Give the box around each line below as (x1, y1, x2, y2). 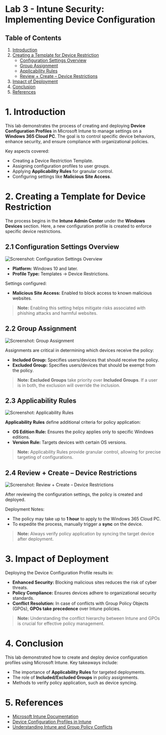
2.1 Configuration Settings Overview (5, 243, 119, 251)
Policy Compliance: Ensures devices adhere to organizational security (12, 590, 157, 596)
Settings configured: (5, 280, 47, 286)
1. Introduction (5, 107, 66, 117)
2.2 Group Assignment (5, 325, 77, 333)
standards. (12, 595, 35, 601)
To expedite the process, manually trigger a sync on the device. (12, 521, 143, 527)
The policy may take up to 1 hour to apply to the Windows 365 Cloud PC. (12, 516, 161, 522)
